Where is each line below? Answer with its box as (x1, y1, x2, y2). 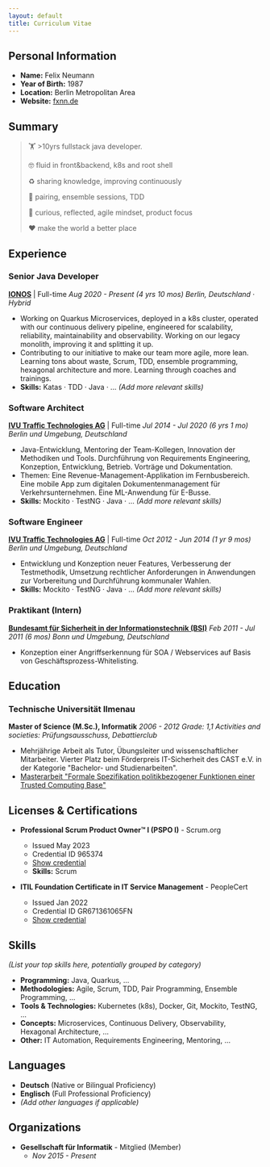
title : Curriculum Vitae (8, 19, 92, 27)
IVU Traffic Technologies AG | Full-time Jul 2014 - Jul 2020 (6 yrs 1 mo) (8, 420, 248, 430)
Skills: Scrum (31, 867, 77, 876)
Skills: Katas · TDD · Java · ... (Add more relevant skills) (19, 382, 204, 391)
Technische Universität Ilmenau (8, 704, 135, 715)
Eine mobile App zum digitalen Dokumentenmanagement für (19, 479, 221, 489)
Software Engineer (8, 517, 83, 528)
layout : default (8, 11, 63, 20)
